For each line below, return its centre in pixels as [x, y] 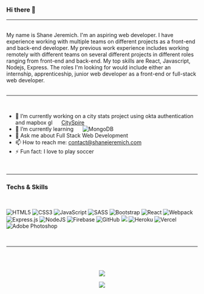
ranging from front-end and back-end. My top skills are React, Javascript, [98, 61]
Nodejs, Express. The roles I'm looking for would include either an [89, 68]
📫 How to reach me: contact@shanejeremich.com [78, 142]
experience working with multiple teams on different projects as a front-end [101, 41]
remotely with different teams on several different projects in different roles [100, 55]
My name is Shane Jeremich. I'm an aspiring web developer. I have [90, 35]
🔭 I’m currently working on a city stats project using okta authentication [104, 116]
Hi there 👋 [21, 10]
